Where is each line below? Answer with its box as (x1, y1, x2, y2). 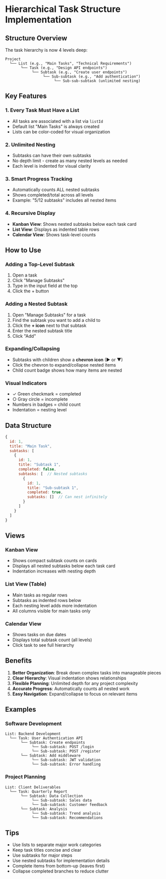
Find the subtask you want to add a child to (12, 317, 101, 323)
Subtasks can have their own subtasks (12, 152, 92, 158)
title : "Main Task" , (9, 444, 52, 449)
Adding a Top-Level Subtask (5, 261, 75, 268)
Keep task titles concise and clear (12, 847, 82, 853)
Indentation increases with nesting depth (12, 568, 96, 574)
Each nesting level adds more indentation (12, 602, 97, 608)
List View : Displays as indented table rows (12, 226, 100, 232)
